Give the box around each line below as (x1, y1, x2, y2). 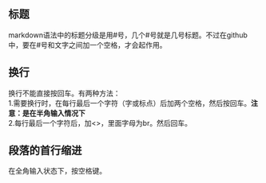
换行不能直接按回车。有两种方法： (8, 88, 121, 98)
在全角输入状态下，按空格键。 (8, 166, 106, 176)
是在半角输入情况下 (22, 108, 85, 118)
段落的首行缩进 (8, 144, 82, 158)
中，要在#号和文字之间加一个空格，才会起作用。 (8, 40, 167, 49)
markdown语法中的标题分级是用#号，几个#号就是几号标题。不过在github (8, 30, 248, 40)
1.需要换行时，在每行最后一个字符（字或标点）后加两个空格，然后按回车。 (8, 98, 252, 107)
